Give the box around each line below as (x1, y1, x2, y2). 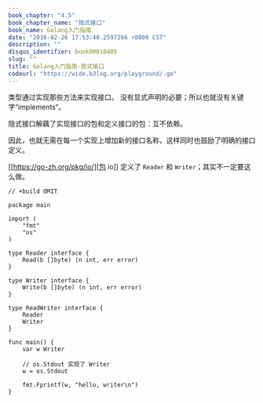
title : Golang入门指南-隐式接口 (8, 63, 104, 71)
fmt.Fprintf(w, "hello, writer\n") (22, 381, 139, 389)
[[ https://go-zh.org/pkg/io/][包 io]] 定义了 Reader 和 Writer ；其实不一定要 (8, 162, 245, 171)
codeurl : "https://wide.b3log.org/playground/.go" (8, 70, 177, 78)
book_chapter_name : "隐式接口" (8, 19, 106, 27)
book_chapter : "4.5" (8, 11, 76, 20)
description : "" (8, 41, 61, 49)
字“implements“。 (8, 102, 65, 111)
